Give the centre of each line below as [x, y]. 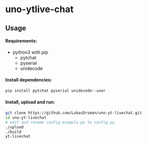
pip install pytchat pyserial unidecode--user [55, 91]
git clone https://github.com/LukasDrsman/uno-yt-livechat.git [74, 113]
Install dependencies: [29, 80]
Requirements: [21, 41]
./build [13, 132]
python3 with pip [30, 52]
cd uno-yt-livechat [26, 118]
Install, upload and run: [30, 102]
